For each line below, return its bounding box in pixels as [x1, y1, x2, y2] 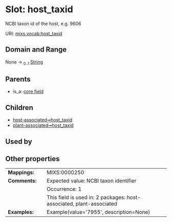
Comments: [8, 177, 37, 185]
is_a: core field [12, 88, 44, 95]
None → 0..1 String [5, 59, 44, 66]
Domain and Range [5, 45, 67, 54]
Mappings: [8, 169, 35, 176]
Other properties [5, 154, 60, 163]
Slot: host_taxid [5, 4, 73, 15]
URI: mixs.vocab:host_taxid [5, 30, 62, 36]
